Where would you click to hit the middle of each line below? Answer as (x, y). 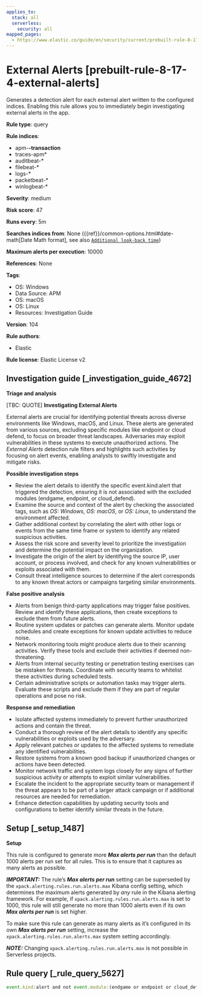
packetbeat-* (31, 180)
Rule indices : (23, 136)
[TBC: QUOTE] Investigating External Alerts (62, 405)
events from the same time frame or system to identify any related (97, 530)
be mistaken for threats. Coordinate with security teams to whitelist (98, 670)
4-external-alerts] (53, 83)
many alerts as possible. (37, 867)
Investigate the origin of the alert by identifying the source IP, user (97, 556)
